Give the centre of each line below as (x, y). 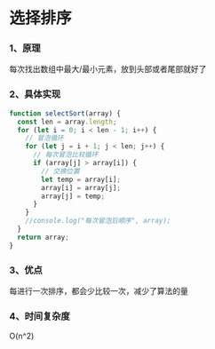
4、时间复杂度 (40, 316)
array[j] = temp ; (73, 196)
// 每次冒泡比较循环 (65, 155)
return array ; (43, 237)
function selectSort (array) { (65, 113)
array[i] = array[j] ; (81, 187)
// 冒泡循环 (44, 139)
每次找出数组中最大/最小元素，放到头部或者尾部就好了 (108, 69)
